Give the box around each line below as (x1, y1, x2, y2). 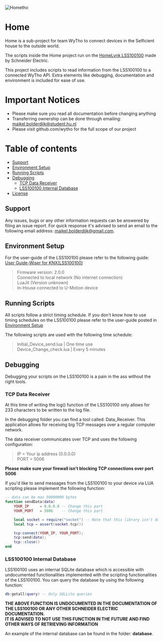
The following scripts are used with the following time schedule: (5, 332, 132, 338)
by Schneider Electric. (5, 58, 49, 63)
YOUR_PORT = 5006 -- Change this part (14, 508, 103, 513)
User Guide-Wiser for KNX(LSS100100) (5, 260, 83, 266)
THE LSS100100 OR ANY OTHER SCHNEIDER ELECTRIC (5, 606, 118, 612)
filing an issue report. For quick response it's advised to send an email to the (5, 222, 158, 229)
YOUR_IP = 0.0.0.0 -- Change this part (14, 504, 103, 509)
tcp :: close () (14, 540, 40, 544)
